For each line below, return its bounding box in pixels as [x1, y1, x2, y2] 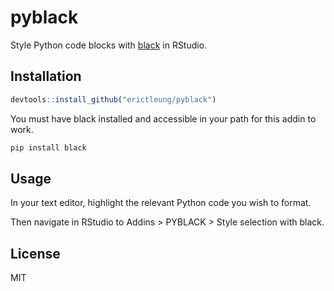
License [10, 245, 61, 262]
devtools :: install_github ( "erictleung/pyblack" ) [10, 94, 217, 105]
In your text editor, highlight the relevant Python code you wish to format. [10, 197, 312, 209]
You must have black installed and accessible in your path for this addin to [10, 112, 317, 125]
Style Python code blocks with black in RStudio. [10, 39, 208, 51]
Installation [10, 68, 82, 85]
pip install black [10, 142, 87, 153]
